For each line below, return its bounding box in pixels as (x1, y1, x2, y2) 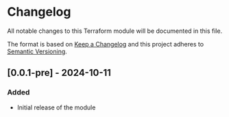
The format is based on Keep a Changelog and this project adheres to (7, 40, 204, 48)
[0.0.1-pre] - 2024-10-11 (7, 67, 112, 79)
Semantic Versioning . (7, 47, 67, 55)
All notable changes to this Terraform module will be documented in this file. (7, 27, 223, 35)
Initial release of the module (16, 103, 96, 112)
